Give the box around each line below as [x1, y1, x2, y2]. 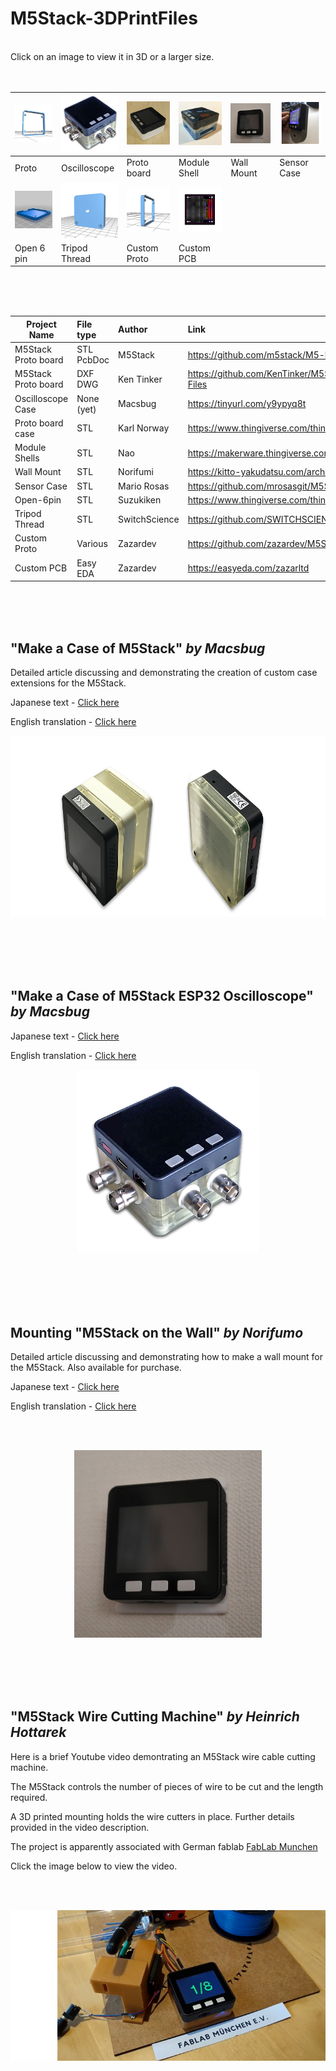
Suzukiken [118, 493, 162, 506]
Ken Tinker [118, 373, 163, 385]
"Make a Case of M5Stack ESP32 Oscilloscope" [10, 988, 314, 1005]
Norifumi [118, 466, 154, 478]
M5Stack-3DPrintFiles [10, 7, 198, 30]
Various [76, 537, 108, 549]
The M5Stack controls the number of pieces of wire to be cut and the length [10, 1780, 324, 1792]
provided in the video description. [10, 1821, 150, 1833]
